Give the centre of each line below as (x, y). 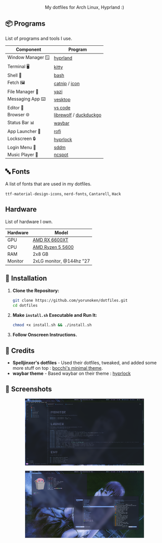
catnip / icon (67, 83)
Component (28, 49)
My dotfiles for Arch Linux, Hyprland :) (85, 7)
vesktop (62, 100)
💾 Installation (26, 278)
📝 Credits (20, 350)
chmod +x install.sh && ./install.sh (52, 325)
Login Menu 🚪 (22, 148)
